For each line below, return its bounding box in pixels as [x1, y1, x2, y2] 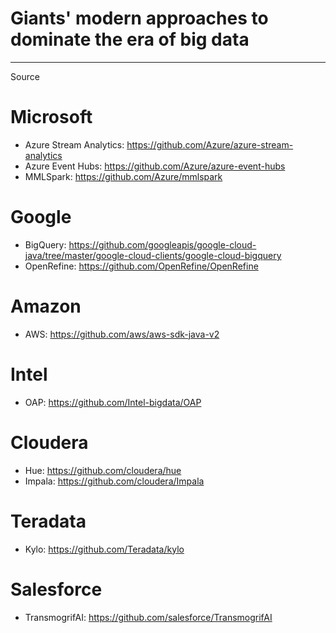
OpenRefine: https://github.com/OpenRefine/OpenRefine [24, 260, 259, 272]
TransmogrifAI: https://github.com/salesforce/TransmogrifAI [24, 611, 273, 623]
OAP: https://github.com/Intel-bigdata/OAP [24, 396, 202, 408]
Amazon [10, 295, 82, 317]
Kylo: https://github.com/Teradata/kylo [24, 543, 185, 555]
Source [10, 70, 40, 82]
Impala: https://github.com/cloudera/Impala [24, 475, 205, 487]
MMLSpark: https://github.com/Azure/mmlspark [24, 170, 223, 182]
